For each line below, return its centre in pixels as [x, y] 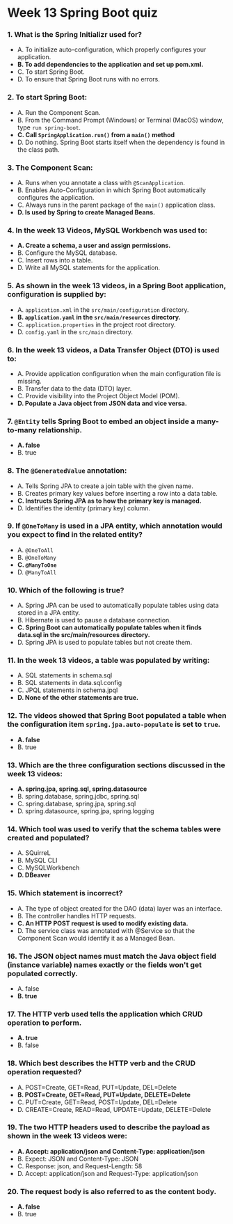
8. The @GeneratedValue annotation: [67, 471]
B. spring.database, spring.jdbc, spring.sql [78, 797]
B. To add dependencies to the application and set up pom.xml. [110, 65]
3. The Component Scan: [50, 167]
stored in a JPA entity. [49, 613]
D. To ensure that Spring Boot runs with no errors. [88, 79]
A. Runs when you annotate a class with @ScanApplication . [101, 183]
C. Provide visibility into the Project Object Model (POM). [98, 395]
